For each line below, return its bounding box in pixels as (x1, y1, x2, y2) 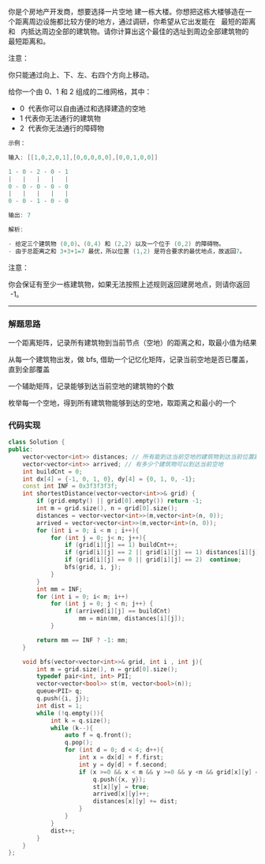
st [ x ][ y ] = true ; (92, 783, 150, 790)
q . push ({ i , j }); (36, 695, 90, 703)
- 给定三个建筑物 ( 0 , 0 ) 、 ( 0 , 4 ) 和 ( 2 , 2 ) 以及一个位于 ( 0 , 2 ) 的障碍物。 (8, 240, 225, 247)
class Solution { (8, 438, 65, 447)
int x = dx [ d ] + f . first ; (78, 753, 164, 761)
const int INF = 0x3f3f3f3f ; (22, 482, 118, 490)
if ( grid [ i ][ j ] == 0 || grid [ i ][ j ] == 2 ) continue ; (64, 556, 242, 564)
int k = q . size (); (50, 716, 111, 725)
